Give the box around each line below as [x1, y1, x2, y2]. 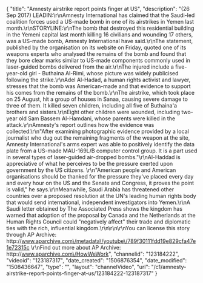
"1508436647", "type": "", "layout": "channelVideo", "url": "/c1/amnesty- [6, 264, 187, 270]
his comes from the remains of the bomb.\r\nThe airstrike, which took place [6, 89, 195, 96]
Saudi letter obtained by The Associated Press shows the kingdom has [6, 205, 183, 212]
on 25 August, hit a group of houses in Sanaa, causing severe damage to [6, 95, 188, 103]
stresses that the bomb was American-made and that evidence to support [6, 83, 191, 90]
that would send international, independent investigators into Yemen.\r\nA [6, 199, 191, 206]
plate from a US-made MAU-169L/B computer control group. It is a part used [6, 147, 198, 154]
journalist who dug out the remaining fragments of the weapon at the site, [6, 134, 190, 141]
